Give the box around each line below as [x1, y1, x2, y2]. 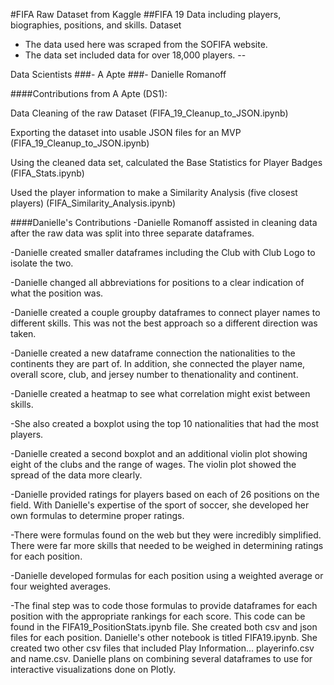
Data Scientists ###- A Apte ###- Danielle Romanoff [10, 69, 227, 80]
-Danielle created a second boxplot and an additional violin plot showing [10, 448, 308, 459]
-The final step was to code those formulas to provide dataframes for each [10, 600, 318, 611]
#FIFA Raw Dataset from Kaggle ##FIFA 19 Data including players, [10, 9, 282, 20]
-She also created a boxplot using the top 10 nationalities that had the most [10, 418, 320, 429]
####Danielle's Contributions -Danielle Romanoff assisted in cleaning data [10, 217, 318, 228]
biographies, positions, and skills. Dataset [10, 19, 182, 31]
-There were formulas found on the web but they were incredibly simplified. [10, 529, 322, 541]
